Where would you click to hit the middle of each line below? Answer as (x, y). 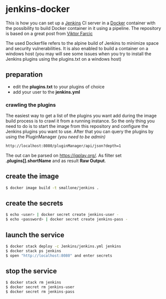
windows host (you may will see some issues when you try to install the (79, 54)
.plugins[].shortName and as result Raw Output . (56, 161)
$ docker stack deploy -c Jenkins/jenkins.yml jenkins (63, 246)
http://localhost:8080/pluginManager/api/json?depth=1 (63, 146)
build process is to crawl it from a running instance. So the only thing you (80, 121)
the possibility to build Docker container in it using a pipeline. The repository (83, 28)
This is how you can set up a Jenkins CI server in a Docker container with (81, 23)
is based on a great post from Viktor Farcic (49, 33)
